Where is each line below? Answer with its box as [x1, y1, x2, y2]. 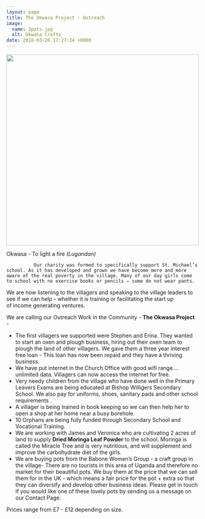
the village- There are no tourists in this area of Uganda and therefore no [15, 462, 198, 469]
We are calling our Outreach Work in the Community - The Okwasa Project [6, 314, 195, 321]
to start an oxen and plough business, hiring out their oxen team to [15, 338, 182, 346]
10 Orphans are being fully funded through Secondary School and [15, 416, 181, 423]
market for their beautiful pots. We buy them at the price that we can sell [15, 468, 198, 475]
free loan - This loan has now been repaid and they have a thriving [15, 352, 183, 358]
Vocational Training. [15, 423, 66, 430]
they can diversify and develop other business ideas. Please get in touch [15, 481, 198, 488]
